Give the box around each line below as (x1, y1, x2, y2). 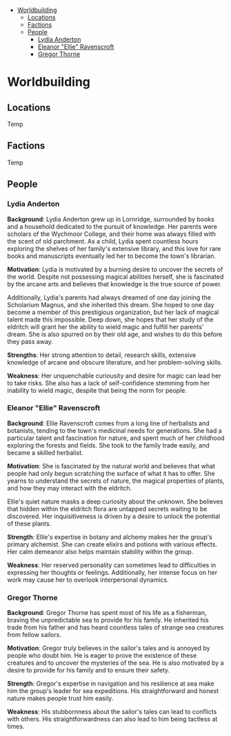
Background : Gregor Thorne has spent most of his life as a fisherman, (7, 609, 207, 617)
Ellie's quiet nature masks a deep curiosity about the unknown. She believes (7, 497, 223, 506)
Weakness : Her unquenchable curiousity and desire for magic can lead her (7, 371, 221, 380)
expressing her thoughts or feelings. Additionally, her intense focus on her (7, 568, 218, 576)
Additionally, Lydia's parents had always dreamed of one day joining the (7, 293, 212, 302)
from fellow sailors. (7, 631, 62, 639)
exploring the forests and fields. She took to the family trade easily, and (7, 441, 210, 449)
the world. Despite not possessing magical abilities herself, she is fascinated (7, 273, 224, 281)
